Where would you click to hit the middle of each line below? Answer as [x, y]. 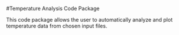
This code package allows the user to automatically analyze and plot [89, 20]
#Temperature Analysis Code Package [53, 8]
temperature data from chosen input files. [57, 26]
